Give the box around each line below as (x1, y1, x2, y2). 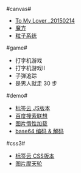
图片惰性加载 (15, 120, 48, 127)
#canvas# (6, 6, 32, 12)
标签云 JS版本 (15, 105, 51, 112)
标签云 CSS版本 (15, 152, 55, 160)
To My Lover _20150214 (15, 17, 75, 24)
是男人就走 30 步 (15, 79, 58, 87)
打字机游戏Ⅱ (15, 64, 46, 72)
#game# (6, 44, 27, 51)
